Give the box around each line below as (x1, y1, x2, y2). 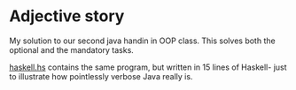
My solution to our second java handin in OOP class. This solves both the (9, 35, 277, 46)
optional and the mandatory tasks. (9, 44, 135, 55)
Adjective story (9, 6, 125, 26)
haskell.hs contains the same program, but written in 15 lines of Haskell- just (9, 62, 287, 72)
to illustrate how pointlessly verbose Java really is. (9, 71, 193, 81)
